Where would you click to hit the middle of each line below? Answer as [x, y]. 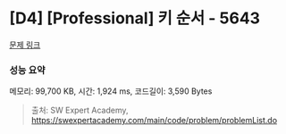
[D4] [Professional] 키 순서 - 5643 [135, 18]
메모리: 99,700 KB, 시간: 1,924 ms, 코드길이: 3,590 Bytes [111, 91]
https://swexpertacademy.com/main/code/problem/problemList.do [154, 121]
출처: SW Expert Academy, [80, 110]
